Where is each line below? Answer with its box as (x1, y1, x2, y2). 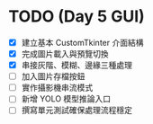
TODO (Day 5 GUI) (8, 6, 145, 27)
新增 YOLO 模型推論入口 (21, 93, 112, 104)
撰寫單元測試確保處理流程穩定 (21, 105, 132, 116)
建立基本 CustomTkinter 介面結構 (21, 37, 144, 48)
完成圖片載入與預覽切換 (21, 49, 109, 59)
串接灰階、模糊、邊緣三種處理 (21, 60, 132, 71)
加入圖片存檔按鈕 (21, 71, 85, 82)
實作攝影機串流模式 (21, 83, 94, 93)
